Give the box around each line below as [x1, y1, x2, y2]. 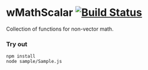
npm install [6, 54, 36, 59]
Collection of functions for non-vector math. [6, 25, 114, 32]
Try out [6, 40, 28, 48]
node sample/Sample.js [6, 59, 62, 65]
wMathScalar [6, 6, 73, 19]
